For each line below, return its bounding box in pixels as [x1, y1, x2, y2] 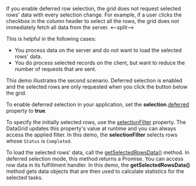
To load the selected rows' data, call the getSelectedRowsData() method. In [6, 149, 190, 156]
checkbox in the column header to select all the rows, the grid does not [6, 18, 179, 24]
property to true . [6, 107, 47, 114]
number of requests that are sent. [14, 66, 97, 73]
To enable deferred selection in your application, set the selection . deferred [6, 101, 190, 108]
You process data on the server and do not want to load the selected [14, 47, 182, 54]
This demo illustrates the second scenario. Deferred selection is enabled [6, 77, 183, 84]
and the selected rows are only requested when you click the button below [6, 83, 188, 90]
